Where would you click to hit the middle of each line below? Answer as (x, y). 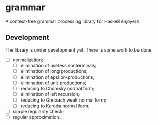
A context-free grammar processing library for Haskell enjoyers (72, 21)
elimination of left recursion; (50, 94)
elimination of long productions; (54, 71)
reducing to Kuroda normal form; (55, 106)
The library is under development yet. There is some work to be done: (79, 49)
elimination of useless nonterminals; (58, 65)
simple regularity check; (38, 112)
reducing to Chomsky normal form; (57, 89)
